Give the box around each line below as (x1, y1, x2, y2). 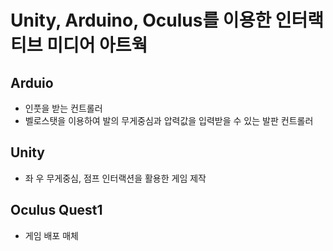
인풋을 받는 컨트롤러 (24, 102, 103, 114)
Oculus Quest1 (10, 202, 103, 219)
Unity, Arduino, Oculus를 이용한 (10, 9, 272, 32)
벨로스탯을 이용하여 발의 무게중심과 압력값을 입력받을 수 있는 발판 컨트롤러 (24, 115, 314, 126)
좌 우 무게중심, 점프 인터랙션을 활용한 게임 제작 (24, 172, 207, 184)
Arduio (10, 74, 54, 91)
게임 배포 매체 (24, 229, 79, 241)
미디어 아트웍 (46, 34, 148, 57)
